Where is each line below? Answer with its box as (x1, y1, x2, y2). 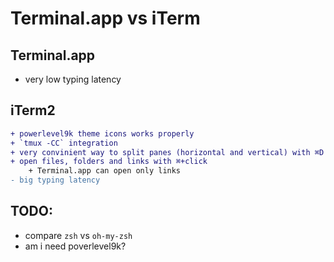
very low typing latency (24, 73, 122, 85)
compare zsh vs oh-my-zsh (24, 229, 133, 241)
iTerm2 (10, 102, 56, 119)
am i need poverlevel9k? (24, 240, 127, 252)
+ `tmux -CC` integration (10, 138, 118, 148)
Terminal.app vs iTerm (10, 7, 201, 30)
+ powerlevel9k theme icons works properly (10, 128, 195, 139)
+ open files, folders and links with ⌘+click (10, 157, 208, 167)
